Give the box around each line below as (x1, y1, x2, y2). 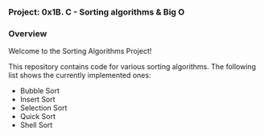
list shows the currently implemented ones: (8, 71, 151, 80)
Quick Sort (19, 112, 56, 122)
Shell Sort (19, 120, 53, 130)
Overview (8, 27, 47, 39)
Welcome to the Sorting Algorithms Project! (8, 47, 152, 56)
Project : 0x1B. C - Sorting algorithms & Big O (8, 6, 185, 18)
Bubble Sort (19, 86, 60, 96)
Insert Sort (19, 95, 56, 105)
